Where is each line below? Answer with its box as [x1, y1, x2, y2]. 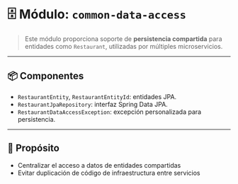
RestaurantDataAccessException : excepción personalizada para [17, 108, 202, 116]
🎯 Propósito [7, 142, 60, 154]
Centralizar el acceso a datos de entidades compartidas [17, 161, 181, 169]
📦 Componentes [7, 70, 84, 82]
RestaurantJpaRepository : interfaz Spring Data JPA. [17, 100, 168, 108]
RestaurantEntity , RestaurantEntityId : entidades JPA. [17, 92, 177, 100]
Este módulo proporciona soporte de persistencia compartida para [24, 34, 222, 43]
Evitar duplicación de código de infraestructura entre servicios [17, 168, 200, 177]
